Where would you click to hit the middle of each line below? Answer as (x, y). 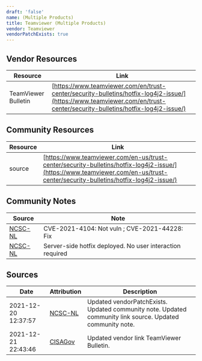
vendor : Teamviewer (31, 29)
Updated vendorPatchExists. (127, 302)
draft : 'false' (25, 12)
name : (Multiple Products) (40, 18)
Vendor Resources (42, 59)
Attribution (66, 292)
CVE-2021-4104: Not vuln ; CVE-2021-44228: (113, 228)
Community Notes (41, 201)
